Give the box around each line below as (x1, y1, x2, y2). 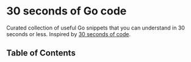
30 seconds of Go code (6, 4, 127, 18)
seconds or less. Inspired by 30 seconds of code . (6, 30, 131, 37)
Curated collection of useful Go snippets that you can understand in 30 (6, 24, 185, 31)
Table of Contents (6, 48, 76, 58)
